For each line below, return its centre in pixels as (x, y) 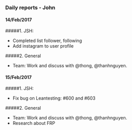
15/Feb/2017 (18, 77)
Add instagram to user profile (43, 46)
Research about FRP (34, 123)
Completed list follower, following (47, 41)
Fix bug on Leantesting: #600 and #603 (54, 98)
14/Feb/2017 (18, 20)
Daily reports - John (30, 8)
